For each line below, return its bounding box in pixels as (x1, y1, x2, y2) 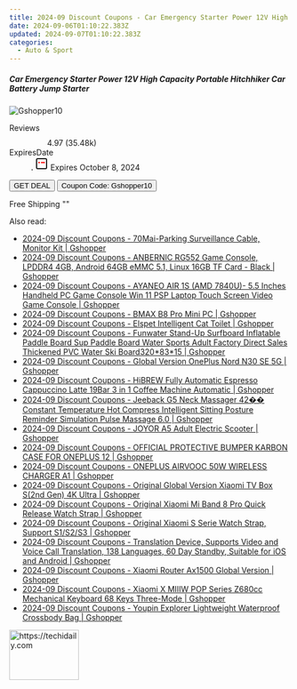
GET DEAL (13, 181, 51, 191)
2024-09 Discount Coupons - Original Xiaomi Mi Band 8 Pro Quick (21, 499, 267, 509)
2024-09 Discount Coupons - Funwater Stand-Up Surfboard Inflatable (21, 328, 281, 339)
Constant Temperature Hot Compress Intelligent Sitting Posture (21, 405, 254, 415)
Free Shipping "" (9, 199, 70, 210)
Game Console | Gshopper (21, 300, 120, 310)
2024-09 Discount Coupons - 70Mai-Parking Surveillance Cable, (21, 233, 261, 244)
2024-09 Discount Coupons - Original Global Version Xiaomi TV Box (21, 480, 273, 491)
